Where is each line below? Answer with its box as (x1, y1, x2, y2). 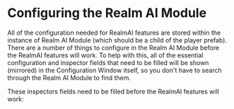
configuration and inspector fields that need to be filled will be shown (7, 58, 209, 67)
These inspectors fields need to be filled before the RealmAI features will (7, 87, 219, 96)
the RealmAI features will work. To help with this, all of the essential (7, 51, 204, 59)
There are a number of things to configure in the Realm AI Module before (7, 43, 220, 52)
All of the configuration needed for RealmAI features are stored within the (7, 28, 221, 37)
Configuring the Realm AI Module (7, 5, 207, 21)
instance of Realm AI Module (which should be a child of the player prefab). (7, 35, 228, 44)
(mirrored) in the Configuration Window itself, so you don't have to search (7, 66, 222, 74)
